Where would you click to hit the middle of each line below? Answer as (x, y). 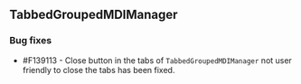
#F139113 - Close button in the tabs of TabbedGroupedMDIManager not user (157, 60)
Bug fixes (31, 41)
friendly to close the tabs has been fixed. (99, 70)
